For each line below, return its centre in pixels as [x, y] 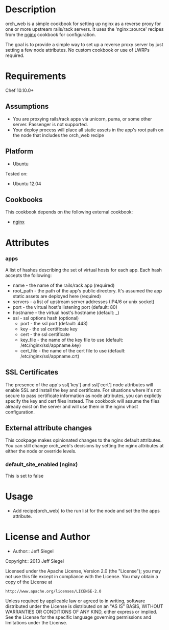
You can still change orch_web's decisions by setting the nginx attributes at [84, 446]
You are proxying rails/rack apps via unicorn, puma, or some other [82, 119]
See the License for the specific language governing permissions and [78, 617]
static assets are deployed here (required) [57, 296]
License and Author [48, 537]
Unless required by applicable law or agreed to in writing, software [75, 601]
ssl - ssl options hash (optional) [46, 318]
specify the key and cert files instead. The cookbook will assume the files [82, 401]
